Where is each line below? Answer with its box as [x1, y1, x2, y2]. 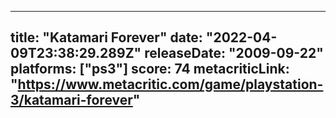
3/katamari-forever [10, 92, 133, 109]
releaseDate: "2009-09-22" [144, 45, 324, 62]
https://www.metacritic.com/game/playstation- [17, 76, 324, 93]
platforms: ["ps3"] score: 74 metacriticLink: [10, 61, 290, 78]
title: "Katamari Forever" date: [10, 29, 203, 46]
